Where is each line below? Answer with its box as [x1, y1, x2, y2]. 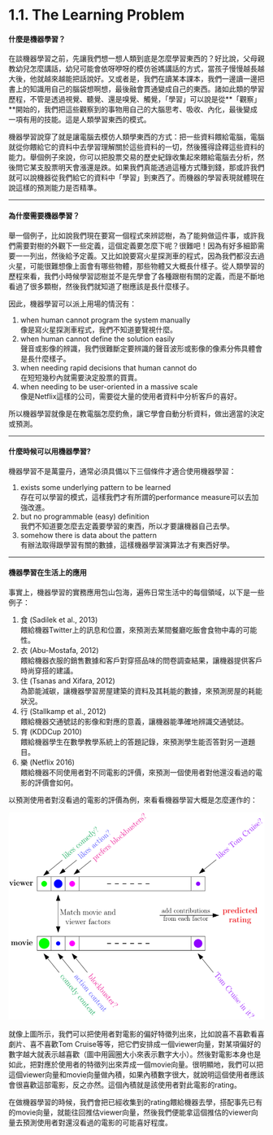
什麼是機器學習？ [8, 34, 66, 44]
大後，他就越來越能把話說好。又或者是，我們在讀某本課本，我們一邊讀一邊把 [8, 74, 265, 84]
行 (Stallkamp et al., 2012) [19, 707, 107, 716]
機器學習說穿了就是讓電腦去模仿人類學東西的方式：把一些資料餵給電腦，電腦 [8, 132, 265, 142]
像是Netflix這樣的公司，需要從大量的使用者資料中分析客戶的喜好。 [19, 391, 242, 401]
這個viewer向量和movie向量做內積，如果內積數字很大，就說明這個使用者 [8, 1069, 250, 1080]
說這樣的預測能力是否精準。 [8, 183, 102, 193]
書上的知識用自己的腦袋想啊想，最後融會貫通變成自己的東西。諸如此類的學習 [8, 84, 265, 94]
